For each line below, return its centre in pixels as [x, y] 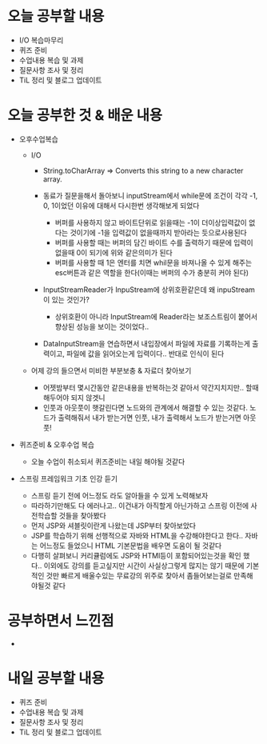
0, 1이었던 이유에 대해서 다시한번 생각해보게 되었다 [121, 206]
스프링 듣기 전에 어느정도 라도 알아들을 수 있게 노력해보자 [120, 495]
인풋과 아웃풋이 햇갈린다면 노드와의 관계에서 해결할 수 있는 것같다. [145, 407]
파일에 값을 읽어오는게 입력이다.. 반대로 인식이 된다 [145, 354]
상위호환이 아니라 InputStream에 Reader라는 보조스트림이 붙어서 [156, 316]
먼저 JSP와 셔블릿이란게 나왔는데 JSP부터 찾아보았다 [114, 526]
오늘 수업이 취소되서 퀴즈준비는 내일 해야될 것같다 [108, 462]
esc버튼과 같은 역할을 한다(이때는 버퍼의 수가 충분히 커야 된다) [152, 272]
